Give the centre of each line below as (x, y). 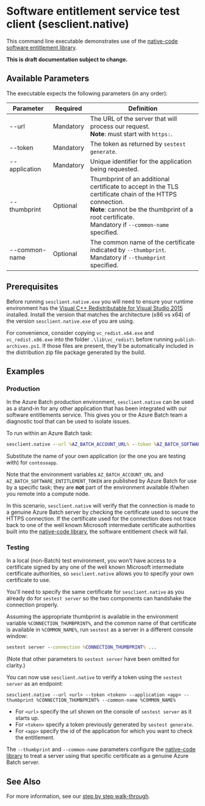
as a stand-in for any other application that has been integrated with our (97, 408)
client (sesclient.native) (68, 24)
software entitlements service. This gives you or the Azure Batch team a (97, 415)
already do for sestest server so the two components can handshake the (99, 599)
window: (17, 636)
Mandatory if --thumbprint (128, 257)
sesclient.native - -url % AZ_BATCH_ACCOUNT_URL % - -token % (81, 444)
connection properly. (33, 605)
